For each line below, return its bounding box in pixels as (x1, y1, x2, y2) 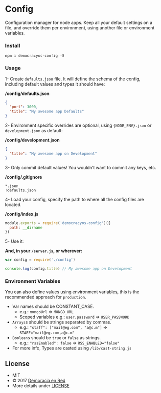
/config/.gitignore (5, 174, 43, 180)
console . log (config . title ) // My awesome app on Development (5, 266, 133, 271)
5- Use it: (5, 238, 24, 244)
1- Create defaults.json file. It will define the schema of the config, (5, 76, 141, 82)
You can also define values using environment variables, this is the (5, 289, 139, 295)
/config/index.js (5, 211, 39, 217)
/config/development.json (5, 137, 60, 143)
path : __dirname (9, 225, 43, 230)
